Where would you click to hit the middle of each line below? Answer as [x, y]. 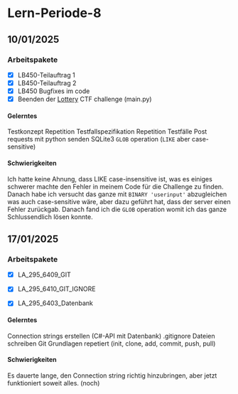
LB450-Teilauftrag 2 [47, 82]
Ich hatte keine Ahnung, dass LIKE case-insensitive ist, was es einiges [110, 179]
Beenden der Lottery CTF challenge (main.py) [85, 99]
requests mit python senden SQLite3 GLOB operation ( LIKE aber [99, 139]
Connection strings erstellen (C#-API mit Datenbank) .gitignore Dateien [111, 336]
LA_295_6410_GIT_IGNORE [56, 289]
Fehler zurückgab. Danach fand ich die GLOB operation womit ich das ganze [117, 209]
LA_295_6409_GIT [44, 275]
